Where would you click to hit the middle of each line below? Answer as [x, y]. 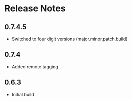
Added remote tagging [35, 66]
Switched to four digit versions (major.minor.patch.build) [69, 39]
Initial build [23, 94]
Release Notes [35, 9]
